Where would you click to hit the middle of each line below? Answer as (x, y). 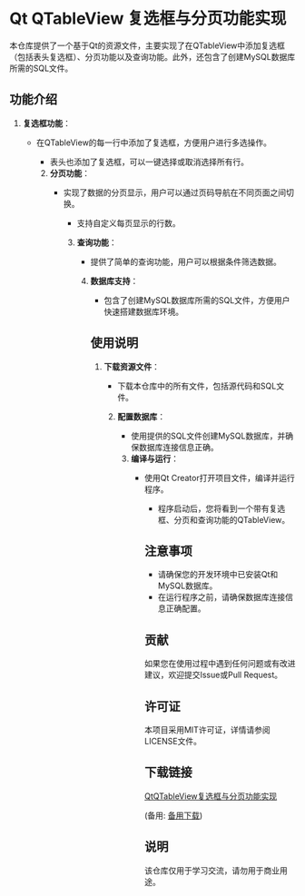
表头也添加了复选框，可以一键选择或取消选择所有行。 (149, 162)
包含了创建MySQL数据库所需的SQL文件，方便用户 (197, 300)
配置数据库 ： (142, 416)
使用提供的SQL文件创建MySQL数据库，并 (208, 436)
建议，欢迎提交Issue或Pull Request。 (213, 675)
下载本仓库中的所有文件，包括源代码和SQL (197, 386)
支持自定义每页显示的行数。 (128, 222)
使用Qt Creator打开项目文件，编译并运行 (219, 478)
